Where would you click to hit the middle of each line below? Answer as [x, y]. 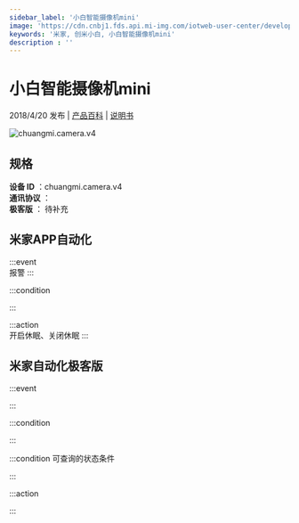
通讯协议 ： [30, 198]
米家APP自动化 [50, 240]
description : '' [41, 42]
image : [21, 26]
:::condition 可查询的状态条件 [62, 458]
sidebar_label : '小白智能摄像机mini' [74, 17]
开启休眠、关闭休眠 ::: [49, 335]
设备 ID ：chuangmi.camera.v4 [66, 187]
